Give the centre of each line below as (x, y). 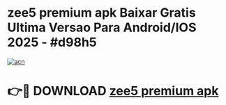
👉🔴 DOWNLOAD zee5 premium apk (113, 91)
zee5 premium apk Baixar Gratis (102, 13)
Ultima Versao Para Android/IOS (102, 27)
